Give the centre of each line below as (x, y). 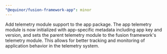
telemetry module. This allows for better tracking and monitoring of (75, 40)
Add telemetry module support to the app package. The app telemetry (78, 24)
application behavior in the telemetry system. (52, 45)
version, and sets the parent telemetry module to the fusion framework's (81, 35)
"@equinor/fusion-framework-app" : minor (49, 10)
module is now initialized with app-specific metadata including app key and (84, 30)
